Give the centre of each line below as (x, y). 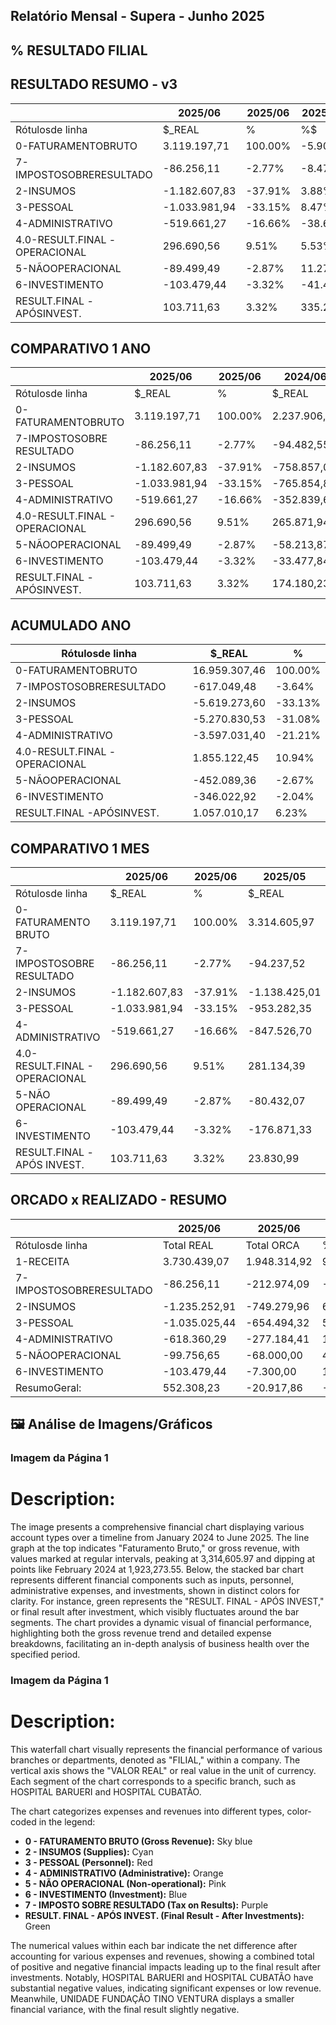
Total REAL (188, 1245)
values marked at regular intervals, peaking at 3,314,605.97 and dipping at (163, 1559)
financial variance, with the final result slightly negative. (125, 2009)
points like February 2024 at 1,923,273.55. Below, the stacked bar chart (157, 1570)
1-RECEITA (42, 1261)
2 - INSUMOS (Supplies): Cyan (89, 1851)
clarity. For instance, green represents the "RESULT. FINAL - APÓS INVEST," (167, 1601)
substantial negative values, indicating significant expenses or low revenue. (166, 1988)
